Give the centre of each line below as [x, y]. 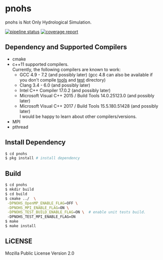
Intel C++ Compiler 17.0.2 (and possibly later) [65, 90]
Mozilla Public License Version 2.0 [40, 253]
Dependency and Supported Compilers [66, 47]
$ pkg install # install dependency [42, 158]
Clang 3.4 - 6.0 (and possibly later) [55, 85]
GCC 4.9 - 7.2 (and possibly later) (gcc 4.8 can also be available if [86, 75]
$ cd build [16, 194]
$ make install [21, 226]
